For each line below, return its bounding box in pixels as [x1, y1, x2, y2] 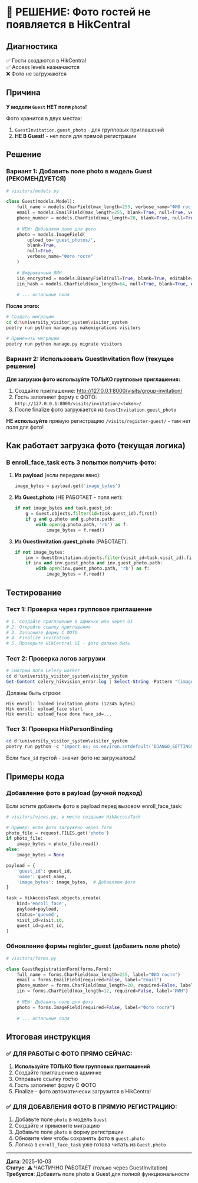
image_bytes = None [16, 852, 65, 858]
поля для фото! [6, 423, 44, 431]
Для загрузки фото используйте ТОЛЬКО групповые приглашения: [6, 376, 181, 383]
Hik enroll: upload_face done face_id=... [6, 711, 112, 717]
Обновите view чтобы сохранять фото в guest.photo [14, 1135, 145, 1142]
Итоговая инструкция [6, 1031, 91, 1041]
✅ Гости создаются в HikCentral [6, 57, 87, 64]
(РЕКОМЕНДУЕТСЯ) [6, 175, 67, 183]
